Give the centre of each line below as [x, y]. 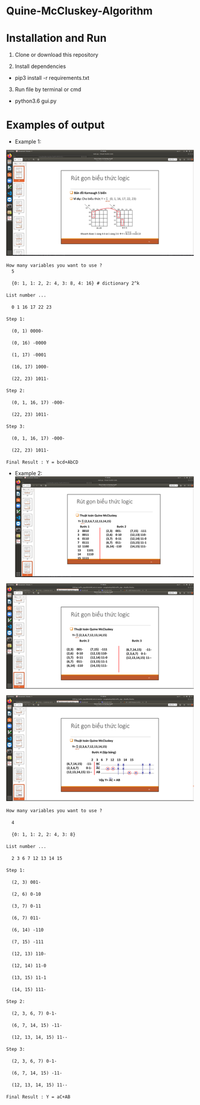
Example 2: [29, 473]
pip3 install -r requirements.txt [52, 78]
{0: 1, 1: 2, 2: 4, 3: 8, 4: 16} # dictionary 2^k [76, 283]
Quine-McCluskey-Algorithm [79, 11]
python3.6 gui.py [35, 101]
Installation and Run [57, 38]
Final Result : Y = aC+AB [38, 1097]
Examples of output [56, 125]
